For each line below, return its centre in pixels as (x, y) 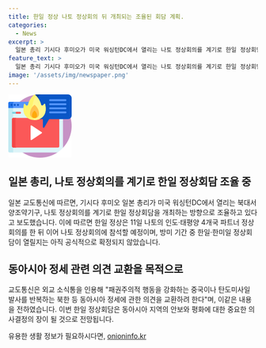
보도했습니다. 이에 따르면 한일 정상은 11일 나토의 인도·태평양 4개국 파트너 (128, 222)
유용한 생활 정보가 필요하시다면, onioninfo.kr (77, 336)
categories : (28, 25)
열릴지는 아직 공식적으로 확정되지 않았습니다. (91, 242)
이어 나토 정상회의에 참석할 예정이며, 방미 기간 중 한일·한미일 (139, 232)
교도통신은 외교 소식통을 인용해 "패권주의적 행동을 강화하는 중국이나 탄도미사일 (129, 289)
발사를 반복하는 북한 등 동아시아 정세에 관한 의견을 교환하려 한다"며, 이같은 (123, 300)
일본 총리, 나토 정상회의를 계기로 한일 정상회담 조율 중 (130, 182)
